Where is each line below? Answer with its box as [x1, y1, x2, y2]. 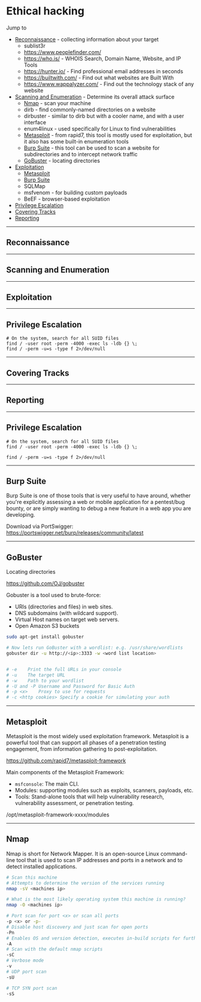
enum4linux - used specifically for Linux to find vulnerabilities [23, 125, 176, 132]
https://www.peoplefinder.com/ [23, 48, 102, 55]
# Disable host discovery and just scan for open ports [6, 924, 148, 930]
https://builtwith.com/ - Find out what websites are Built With [23, 74, 174, 81]
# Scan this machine [6, 874, 58, 881]
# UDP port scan [6, 968, 47, 974]
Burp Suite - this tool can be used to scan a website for [23, 144, 160, 151]
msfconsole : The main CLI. [14, 780, 80, 788]
